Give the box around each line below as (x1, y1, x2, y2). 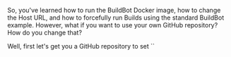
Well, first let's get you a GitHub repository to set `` (7, 42, 155, 50)
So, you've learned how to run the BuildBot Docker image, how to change (7, 6, 221, 14)
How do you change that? (7, 28, 83, 37)
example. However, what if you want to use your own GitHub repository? (7, 21, 218, 29)
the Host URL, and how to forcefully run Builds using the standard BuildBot (7, 13, 225, 22)
